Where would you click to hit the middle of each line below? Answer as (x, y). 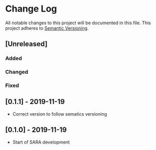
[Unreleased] (27, 44)
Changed (17, 72)
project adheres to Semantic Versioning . (47, 28)
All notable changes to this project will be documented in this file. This (78, 23)
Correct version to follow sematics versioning (60, 114)
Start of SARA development (41, 142)
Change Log (31, 9)
